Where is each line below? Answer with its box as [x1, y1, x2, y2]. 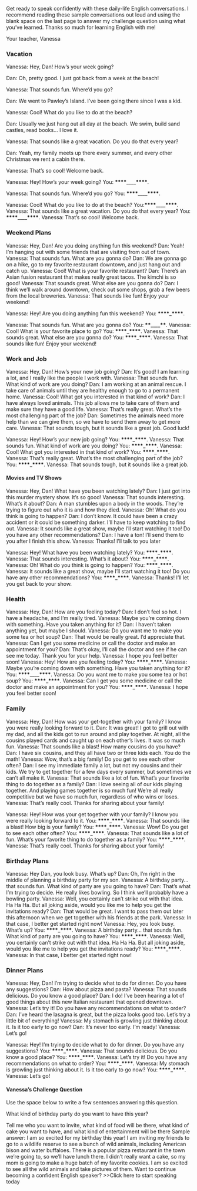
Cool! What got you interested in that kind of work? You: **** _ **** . [6, 448, 170, 456]
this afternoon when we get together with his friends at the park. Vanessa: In [6, 913, 192, 921]
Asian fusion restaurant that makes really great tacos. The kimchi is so [6, 273, 176, 281]
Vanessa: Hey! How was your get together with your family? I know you [6, 810, 179, 818]
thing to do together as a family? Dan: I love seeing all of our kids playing [6, 780, 182, 787]
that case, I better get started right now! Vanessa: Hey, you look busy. [6, 920, 175, 927]
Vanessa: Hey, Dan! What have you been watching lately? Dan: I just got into [6, 487, 191, 494]
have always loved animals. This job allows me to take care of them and [6, 399, 179, 406]
